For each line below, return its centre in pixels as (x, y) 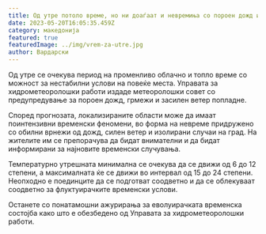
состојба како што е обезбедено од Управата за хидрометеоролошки (126, 213)
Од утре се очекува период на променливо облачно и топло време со (128, 75)
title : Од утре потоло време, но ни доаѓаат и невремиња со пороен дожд (131, 15)
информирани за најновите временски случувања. (94, 149)
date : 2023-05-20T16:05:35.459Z (61, 23)
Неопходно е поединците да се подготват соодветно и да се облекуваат (131, 181)
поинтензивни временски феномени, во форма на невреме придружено (131, 124)
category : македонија (44, 30)
